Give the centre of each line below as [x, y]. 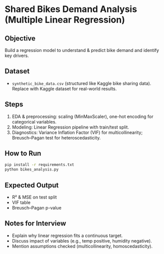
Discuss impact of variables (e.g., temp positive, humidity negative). [82, 240]
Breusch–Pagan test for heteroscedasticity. [56, 137]
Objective [20, 38]
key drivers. [17, 55]
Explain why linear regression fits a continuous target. [67, 235]
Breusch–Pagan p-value [37, 208]
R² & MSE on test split [34, 197]
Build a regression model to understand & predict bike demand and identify [82, 50]
